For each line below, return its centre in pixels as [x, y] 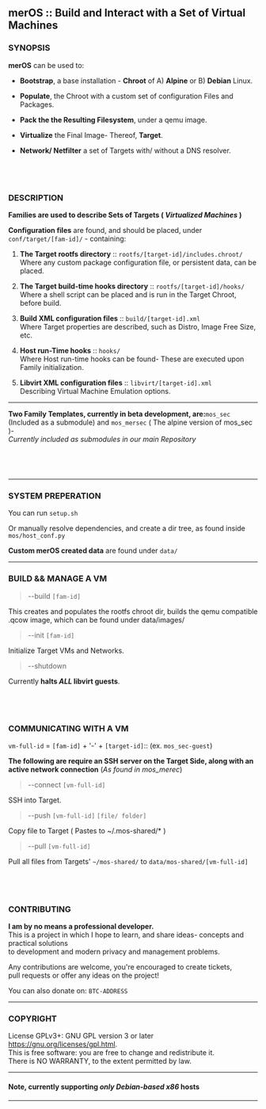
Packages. [37, 104]
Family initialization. [52, 368]
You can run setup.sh [43, 513]
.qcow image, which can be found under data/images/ [96, 619]
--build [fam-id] [54, 596]
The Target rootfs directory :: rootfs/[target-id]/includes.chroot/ [131, 254]
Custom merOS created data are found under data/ [93, 551]
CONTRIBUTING [40, 909]
